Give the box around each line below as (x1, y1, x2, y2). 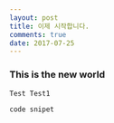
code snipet (9, 105, 54, 114)
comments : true (9, 30, 67, 39)
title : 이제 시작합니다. (9, 22, 90, 31)
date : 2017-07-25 (9, 38, 75, 48)
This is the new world (9, 69, 106, 81)
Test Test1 (9, 89, 51, 98)
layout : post (9, 13, 59, 23)
